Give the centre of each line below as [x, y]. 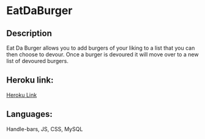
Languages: [30, 114]
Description [29, 33]
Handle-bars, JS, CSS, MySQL [45, 129]
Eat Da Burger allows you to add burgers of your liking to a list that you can [101, 48]
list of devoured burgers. [37, 61]
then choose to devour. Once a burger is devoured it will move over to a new [102, 54]
